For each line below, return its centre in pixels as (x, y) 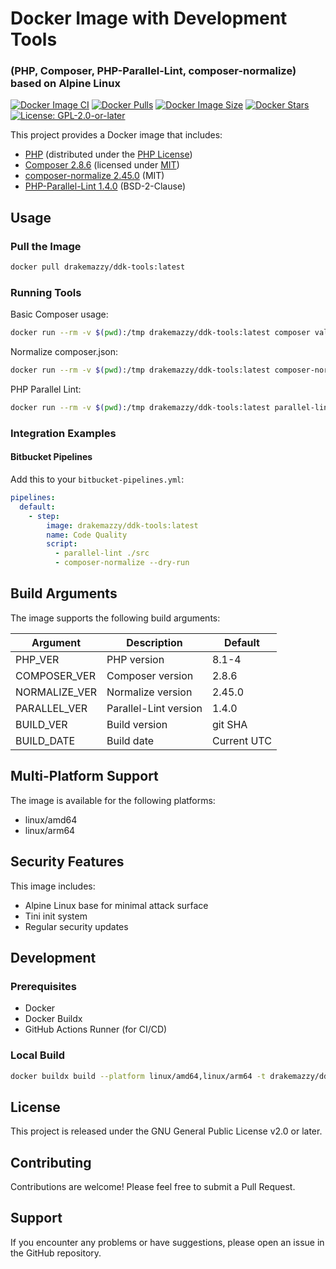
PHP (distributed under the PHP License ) (108, 154)
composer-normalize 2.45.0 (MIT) (94, 176)
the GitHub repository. (56, 1253)
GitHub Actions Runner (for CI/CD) (96, 1029)
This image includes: (53, 886)
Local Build (38, 1055)
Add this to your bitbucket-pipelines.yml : (97, 479)
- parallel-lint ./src (102, 553)
